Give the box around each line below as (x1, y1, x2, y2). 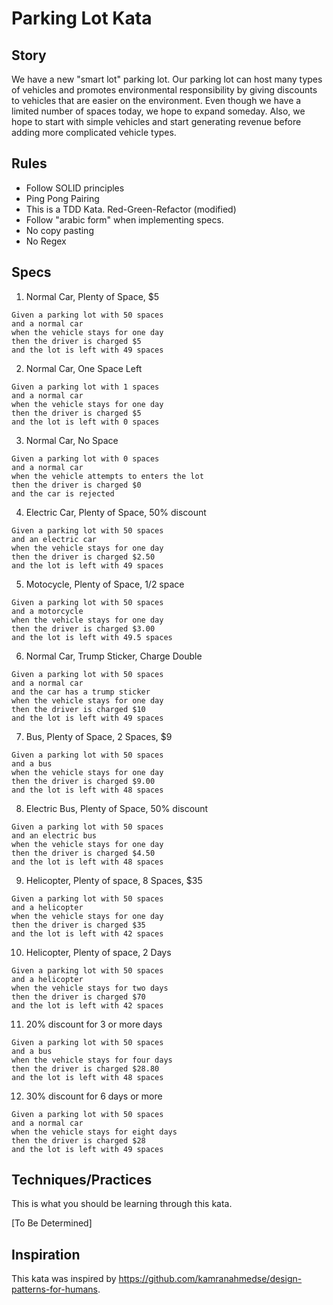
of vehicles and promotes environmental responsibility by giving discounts (11, 84, 318, 96)
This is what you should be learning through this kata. (11, 1198, 233, 1210)
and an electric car (11, 534, 98, 544)
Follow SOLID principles (25, 182, 125, 194)
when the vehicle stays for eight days (11, 1127, 178, 1137)
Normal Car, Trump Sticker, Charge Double (25, 650, 203, 662)
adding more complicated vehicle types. (11, 127, 177, 138)
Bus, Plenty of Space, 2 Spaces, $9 (25, 730, 173, 742)
